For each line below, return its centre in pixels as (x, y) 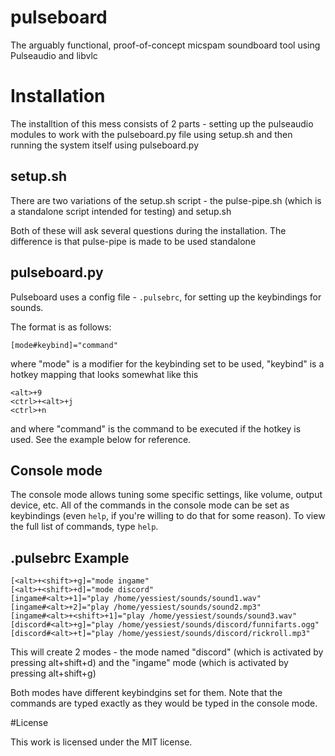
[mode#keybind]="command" (64, 345)
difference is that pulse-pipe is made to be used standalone (133, 241)
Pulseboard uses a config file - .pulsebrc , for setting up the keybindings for (166, 297)
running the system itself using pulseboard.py (105, 145)
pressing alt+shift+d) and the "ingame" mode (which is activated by (149, 663)
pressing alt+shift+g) (53, 673)
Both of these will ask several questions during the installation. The (148, 230)
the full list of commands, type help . (84, 527)
